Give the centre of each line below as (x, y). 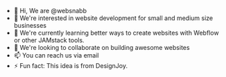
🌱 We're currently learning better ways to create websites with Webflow (116, 33)
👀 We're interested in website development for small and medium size (113, 18)
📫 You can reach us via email (56, 55)
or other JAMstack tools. (49, 40)
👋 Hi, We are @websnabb (50, 11)
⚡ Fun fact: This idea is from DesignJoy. (71, 66)
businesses (30, 25)
